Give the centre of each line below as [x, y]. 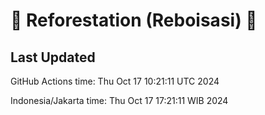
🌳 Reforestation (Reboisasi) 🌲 [134, 20]
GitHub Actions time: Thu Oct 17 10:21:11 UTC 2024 [115, 81]
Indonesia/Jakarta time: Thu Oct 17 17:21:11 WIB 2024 [119, 100]
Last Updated [53, 57]
